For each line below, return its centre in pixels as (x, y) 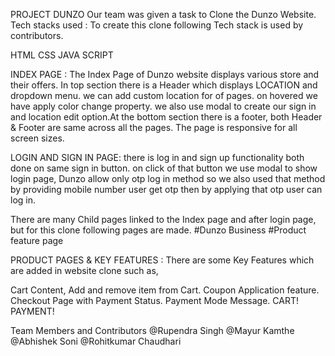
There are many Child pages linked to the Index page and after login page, (163, 219)
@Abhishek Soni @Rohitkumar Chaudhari (96, 341)
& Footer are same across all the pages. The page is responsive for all (154, 127)
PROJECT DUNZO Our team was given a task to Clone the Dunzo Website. (163, 14)
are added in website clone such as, (84, 270)
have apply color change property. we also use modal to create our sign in (163, 106)
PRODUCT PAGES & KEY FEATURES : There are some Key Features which (162, 260)
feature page (37, 240)
